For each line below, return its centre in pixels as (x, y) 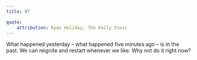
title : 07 (18, 11)
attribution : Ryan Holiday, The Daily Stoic (72, 28)
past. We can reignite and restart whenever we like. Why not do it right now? (98, 51)
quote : (14, 22)
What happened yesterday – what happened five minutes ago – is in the (93, 44)
